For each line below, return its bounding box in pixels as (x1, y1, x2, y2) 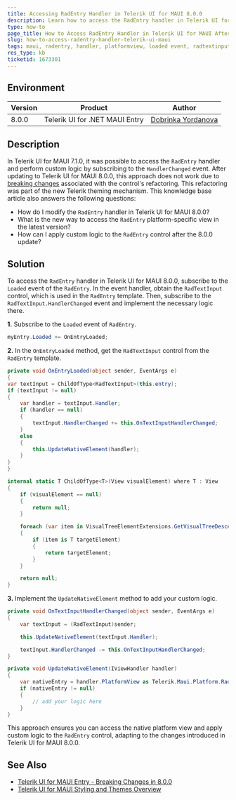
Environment (7, 82, 65, 94)
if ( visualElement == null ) (20, 491, 102, 498)
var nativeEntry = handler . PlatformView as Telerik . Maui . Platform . (20, 679, 221, 686)
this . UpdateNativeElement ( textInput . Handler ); (20, 633, 159, 641)
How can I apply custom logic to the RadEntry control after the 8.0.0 (17, 230, 213, 239)
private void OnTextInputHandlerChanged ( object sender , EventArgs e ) (7, 608, 216, 615)
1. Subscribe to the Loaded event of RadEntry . (7, 320, 137, 328)
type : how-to (7, 23, 46, 30)
